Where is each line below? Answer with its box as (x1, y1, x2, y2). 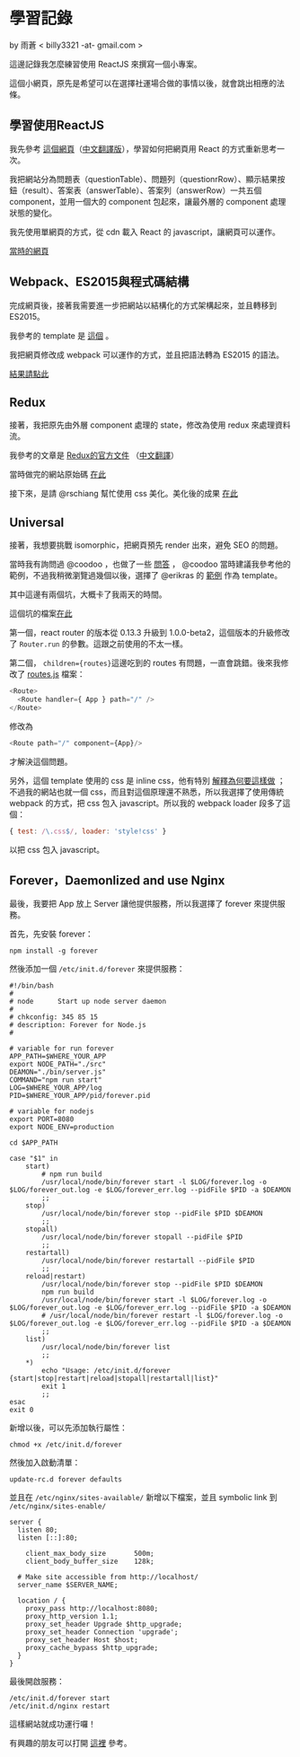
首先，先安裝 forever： (9, 928, 94, 939)
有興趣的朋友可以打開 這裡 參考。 (9, 1738, 132, 1749)
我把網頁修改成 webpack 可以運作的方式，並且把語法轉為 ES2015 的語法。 (9, 349, 285, 360)
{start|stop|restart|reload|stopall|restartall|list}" (9, 1375, 219, 1384)
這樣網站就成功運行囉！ (9, 1718, 96, 1729)
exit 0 (9, 1406, 34, 1415)
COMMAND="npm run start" (9, 1076, 102, 1085)
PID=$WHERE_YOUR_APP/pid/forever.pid (9, 1092, 151, 1101)
